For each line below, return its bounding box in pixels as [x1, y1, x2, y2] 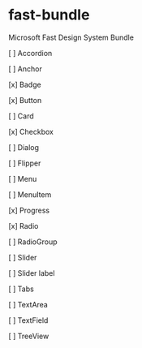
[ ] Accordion [8, 48, 53, 58]
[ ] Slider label [8, 268, 55, 277]
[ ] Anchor [8, 63, 42, 74]
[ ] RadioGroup [8, 237, 58, 247]
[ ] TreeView [8, 331, 49, 341]
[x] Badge [8, 79, 42, 89]
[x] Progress [8, 205, 50, 215]
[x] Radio [8, 221, 39, 230]
